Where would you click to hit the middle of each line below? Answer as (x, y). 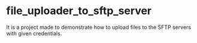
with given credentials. (34, 33)
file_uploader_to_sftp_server (79, 11)
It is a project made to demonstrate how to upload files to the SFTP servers (99, 27)
